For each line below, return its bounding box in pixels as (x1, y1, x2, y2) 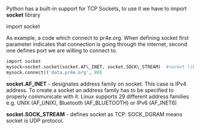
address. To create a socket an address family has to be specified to (6, 86, 174, 94)
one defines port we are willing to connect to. (6, 47, 118, 54)
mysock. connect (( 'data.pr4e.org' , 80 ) (6, 69, 102, 75)
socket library (6, 11, 40, 18)
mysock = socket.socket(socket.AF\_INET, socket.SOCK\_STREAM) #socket (6, 64, 185, 70)
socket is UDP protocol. (6, 117, 64, 124)
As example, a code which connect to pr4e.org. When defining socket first (6, 34, 189, 41)
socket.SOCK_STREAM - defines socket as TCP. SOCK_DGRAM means (6, 110, 183, 118)
